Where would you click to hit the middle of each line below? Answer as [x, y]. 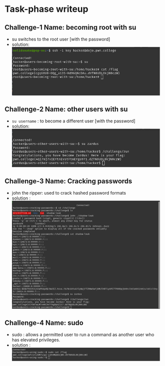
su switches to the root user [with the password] [61, 39]
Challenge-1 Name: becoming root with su [70, 27]
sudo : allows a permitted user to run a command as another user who [83, 335]
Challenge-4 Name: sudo [44, 323]
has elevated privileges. [36, 340]
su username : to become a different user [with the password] [74, 121]
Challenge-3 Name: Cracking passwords [68, 181]
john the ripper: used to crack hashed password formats [69, 193]
